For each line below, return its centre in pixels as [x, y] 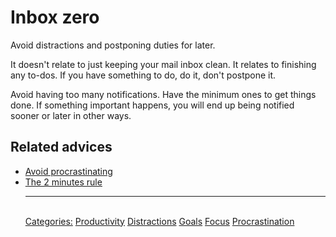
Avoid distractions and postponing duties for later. [113, 45]
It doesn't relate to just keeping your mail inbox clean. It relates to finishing [163, 64]
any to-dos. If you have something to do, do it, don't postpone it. [143, 75]
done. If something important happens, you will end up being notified [152, 105]
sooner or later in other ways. [71, 115]
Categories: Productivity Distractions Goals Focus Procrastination [159, 221]
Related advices [61, 147]
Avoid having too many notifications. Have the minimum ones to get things [163, 94]
